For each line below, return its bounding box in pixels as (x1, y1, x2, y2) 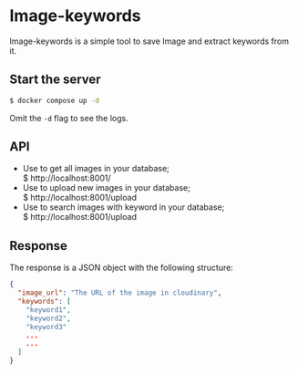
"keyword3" (26, 322, 67, 331)
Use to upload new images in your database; (22, 182, 191, 193)
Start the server (9, 72, 102, 88)
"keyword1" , (26, 305, 71, 315)
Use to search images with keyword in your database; (22, 202, 225, 213)
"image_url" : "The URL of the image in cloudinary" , (17, 288, 222, 297)
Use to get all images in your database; (22, 163, 170, 174)
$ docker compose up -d (9, 96, 100, 105)
